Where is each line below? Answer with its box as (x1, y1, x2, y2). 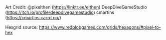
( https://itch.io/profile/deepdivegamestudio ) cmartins (5, 9, 115, 15)
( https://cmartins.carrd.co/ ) (5, 15, 61, 20)
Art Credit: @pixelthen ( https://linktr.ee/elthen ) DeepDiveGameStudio (5, 4, 147, 10)
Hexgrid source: (5, 24, 38, 30)
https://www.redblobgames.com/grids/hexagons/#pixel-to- (39, 24, 161, 30)
